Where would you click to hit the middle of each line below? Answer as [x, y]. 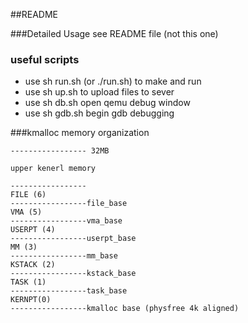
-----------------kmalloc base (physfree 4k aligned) [125, 309]
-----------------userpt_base [73, 239]
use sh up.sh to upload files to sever [99, 92]
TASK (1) [28, 282]
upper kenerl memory [53, 169]
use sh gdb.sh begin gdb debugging [99, 113]
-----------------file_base [69, 204]
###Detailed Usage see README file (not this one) [114, 33]
